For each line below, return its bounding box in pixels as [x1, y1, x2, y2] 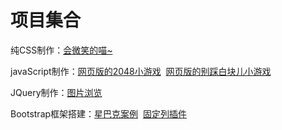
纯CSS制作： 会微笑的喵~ [10, 44, 113, 56]
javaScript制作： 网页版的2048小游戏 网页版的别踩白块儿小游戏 [10, 65, 272, 77]
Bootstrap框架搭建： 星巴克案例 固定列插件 [10, 107, 187, 120]
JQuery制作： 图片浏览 [10, 86, 103, 98]
